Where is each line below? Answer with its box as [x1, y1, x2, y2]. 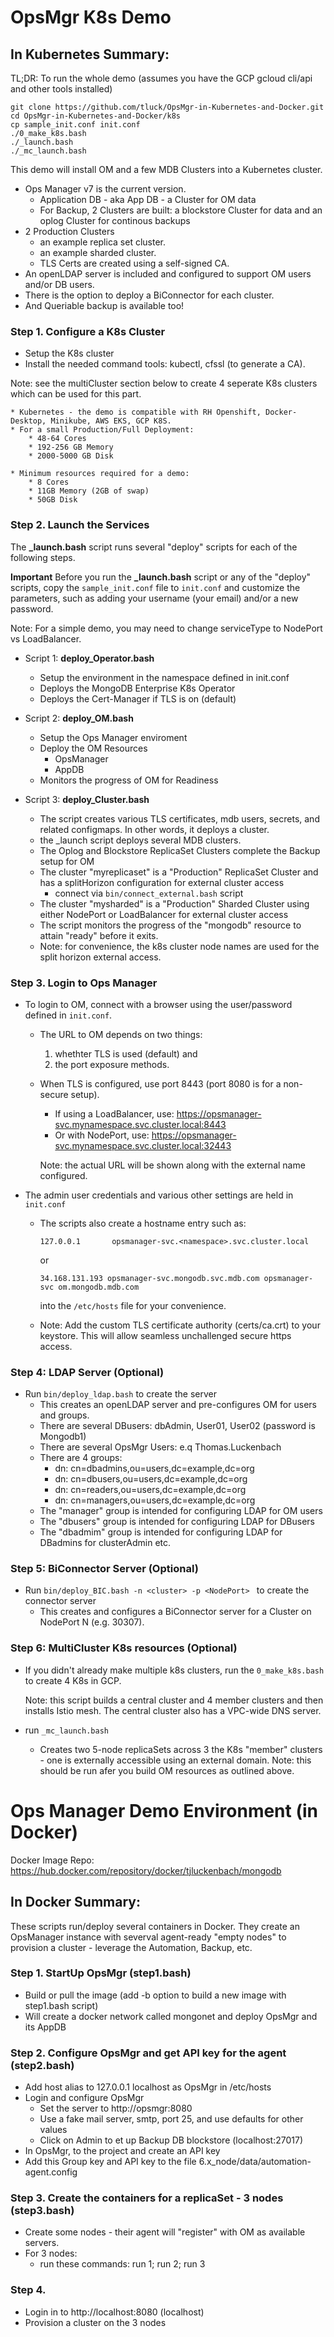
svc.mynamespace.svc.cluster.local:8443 [54, 1118, 227, 1130]
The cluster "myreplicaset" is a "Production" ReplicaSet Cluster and [39, 866, 319, 878]
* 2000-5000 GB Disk [28, 451, 114, 461]
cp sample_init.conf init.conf [10, 120, 141, 130]
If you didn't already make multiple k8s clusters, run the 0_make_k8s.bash [24, 1664, 325, 1676]
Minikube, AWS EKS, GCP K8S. [50, 416, 172, 426]
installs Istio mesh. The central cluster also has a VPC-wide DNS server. [24, 1704, 322, 1716]
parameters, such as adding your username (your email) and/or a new [10, 592, 299, 604]
